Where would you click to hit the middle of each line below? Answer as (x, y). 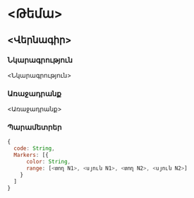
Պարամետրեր (35, 127)
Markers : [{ (31, 155)
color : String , (48, 162)
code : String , (34, 148)
